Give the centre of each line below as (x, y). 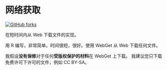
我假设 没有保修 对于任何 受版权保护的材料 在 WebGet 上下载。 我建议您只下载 (84, 56)
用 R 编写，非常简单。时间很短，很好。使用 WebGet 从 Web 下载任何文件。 (83, 45)
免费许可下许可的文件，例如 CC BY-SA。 (47, 62)
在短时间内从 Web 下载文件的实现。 (42, 34)
